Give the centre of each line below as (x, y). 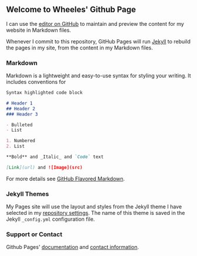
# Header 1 (19, 103)
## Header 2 (21, 109)
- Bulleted (19, 125)
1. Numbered (21, 141)
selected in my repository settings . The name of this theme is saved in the (96, 213)
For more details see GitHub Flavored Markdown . (66, 178)
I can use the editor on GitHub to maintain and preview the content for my (95, 23)
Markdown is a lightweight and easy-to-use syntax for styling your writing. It (98, 76)
